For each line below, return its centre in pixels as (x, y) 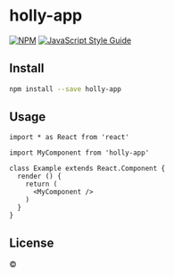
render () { (40, 176)
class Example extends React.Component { (87, 169)
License (32, 243)
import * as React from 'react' (69, 138)
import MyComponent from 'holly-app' (79, 153)
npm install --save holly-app (66, 89)
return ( (41, 184)
